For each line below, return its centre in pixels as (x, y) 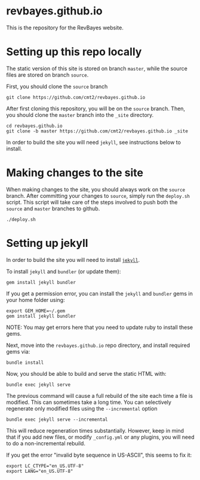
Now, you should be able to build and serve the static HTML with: (86, 373)
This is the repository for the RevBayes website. (65, 28)
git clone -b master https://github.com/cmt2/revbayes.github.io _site (97, 131)
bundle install (25, 363)
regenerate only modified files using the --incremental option (82, 408)
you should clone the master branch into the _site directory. (80, 114)
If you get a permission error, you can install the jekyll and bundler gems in (99, 293)
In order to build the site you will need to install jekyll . (73, 259)
